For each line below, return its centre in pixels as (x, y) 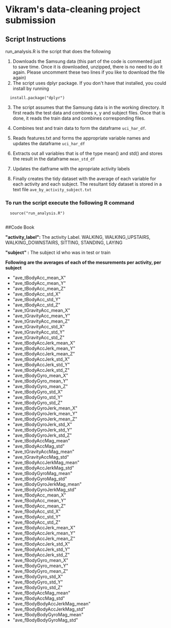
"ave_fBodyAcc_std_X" (37, 511)
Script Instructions (36, 39)
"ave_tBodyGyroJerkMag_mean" (47, 484)
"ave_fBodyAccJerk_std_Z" (41, 555)
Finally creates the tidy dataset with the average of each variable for (84, 178)
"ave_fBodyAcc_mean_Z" (39, 506)
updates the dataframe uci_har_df (49, 143)
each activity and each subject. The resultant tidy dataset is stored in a (87, 184)
